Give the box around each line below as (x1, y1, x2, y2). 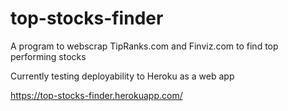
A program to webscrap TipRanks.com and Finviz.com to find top (10, 40, 279, 52)
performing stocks (10, 50, 87, 62)
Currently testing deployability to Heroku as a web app (10, 70, 235, 82)
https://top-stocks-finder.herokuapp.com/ (10, 89, 183, 101)
